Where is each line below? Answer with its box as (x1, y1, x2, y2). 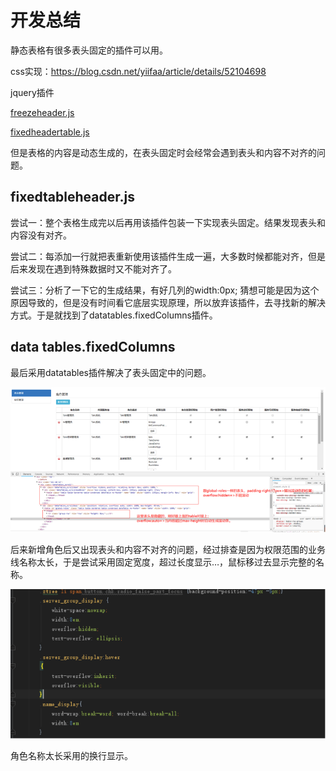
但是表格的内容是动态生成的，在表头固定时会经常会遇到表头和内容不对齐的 (10, 146, 317, 158)
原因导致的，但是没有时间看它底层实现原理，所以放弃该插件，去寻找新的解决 (10, 296, 326, 308)
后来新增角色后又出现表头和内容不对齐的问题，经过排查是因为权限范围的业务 (10, 543, 326, 555)
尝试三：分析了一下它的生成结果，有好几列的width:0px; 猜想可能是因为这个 (10, 284, 320, 296)
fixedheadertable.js (10, 126, 90, 138)
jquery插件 (10, 86, 55, 98)
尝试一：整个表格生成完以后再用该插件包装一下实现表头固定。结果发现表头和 (10, 216, 326, 228)
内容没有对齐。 (10, 229, 72, 241)
